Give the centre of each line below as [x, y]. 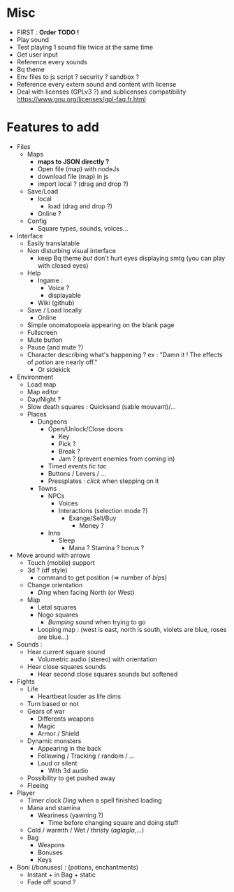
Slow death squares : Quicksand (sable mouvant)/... [101, 406]
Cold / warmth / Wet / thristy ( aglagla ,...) [86, 830]
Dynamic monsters [54, 741]
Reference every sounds [52, 62]
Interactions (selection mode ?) [103, 510]
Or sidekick [54, 369]
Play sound [33, 39]
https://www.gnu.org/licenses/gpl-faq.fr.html [81, 99]
